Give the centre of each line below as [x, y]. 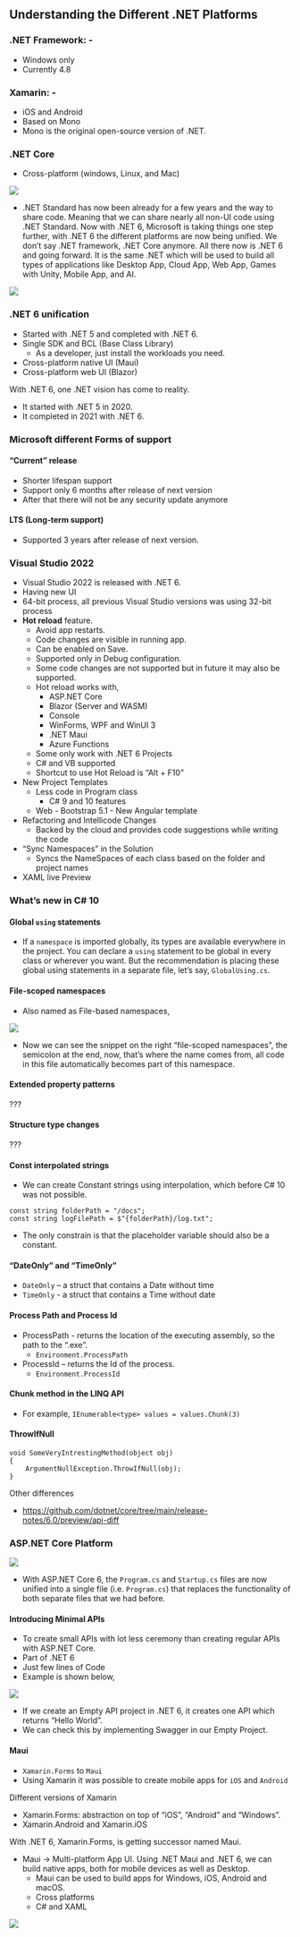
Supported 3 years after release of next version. [110, 540]
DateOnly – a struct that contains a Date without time [118, 1285]
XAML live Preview [57, 877]
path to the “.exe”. [54, 1344]
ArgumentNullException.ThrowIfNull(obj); [103, 1468]
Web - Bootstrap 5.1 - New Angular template [117, 811]
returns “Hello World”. [62, 1720]
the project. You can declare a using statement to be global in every [146, 951]
